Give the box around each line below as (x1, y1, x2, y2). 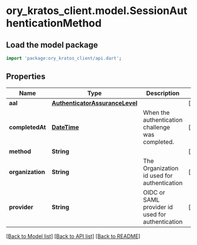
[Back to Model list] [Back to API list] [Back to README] (6, 233, 141, 240)
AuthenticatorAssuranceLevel (52, 98, 138, 107)
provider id (142, 203, 173, 211)
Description (146, 89, 180, 97)
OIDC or (142, 188, 165, 196)
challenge (142, 123, 171, 131)
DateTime (52, 123, 79, 131)
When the (142, 108, 170, 117)
